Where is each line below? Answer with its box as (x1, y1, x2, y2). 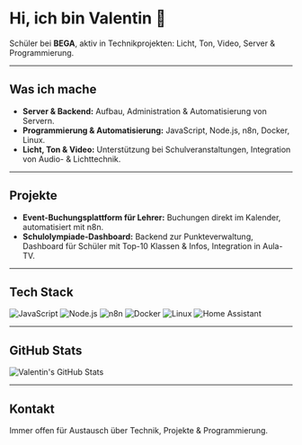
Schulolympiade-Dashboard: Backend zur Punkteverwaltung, (22, 231, 253, 242)
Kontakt (9, 401, 56, 416)
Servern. (22, 115, 55, 126)
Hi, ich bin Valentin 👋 (9, 8, 166, 29)
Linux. (22, 134, 46, 145)
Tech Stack (9, 284, 74, 299)
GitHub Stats (9, 343, 83, 358)
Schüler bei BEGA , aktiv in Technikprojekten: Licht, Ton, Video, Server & (9, 38, 276, 49)
